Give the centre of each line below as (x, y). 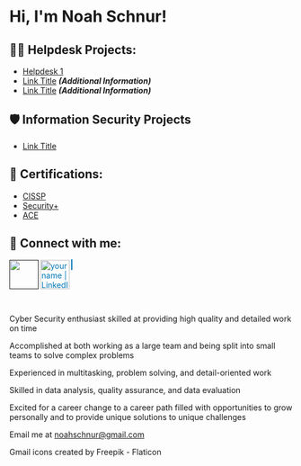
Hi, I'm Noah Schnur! (89, 17)
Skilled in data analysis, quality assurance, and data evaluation (125, 390)
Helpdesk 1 (43, 71)
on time (23, 328)
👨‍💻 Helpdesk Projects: (73, 50)
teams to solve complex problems (72, 355)
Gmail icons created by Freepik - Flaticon (85, 453)
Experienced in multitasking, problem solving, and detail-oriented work (141, 373)
